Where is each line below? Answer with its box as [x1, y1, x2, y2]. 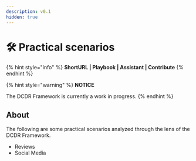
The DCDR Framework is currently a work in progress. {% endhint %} [6, 93, 174, 100]
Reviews [14, 143, 35, 150]
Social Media [14, 149, 46, 156]
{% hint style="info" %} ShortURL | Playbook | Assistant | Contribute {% [6, 64, 184, 71]
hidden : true [6, 14, 38, 20]
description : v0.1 [6, 8, 51, 15]
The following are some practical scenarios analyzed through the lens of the [6, 126, 191, 133]
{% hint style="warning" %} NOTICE [6, 82, 95, 89]
